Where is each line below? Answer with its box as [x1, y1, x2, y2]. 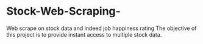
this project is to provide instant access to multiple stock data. [6, 31, 162, 38]
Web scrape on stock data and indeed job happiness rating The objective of [6, 24, 197, 32]
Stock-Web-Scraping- [6, 4, 121, 18]
